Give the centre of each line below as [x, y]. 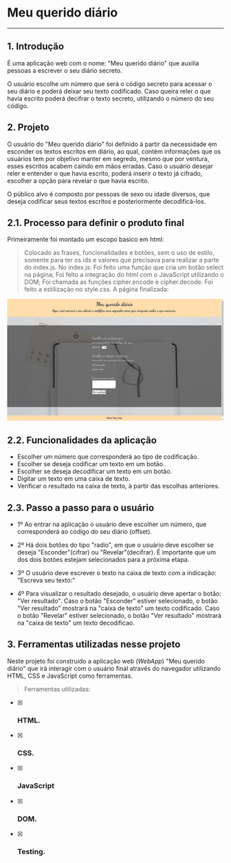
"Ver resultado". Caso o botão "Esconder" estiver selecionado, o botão [117, 601]
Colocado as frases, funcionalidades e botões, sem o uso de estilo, [119, 253]
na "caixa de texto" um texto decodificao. [76, 623]
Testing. [31, 851]
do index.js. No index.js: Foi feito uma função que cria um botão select [124, 267]
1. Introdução [35, 46]
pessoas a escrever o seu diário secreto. [65, 70]
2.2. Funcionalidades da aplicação [82, 440]
